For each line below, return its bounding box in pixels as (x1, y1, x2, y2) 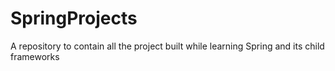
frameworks (10, 50, 60, 62)
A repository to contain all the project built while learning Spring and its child (10, 40, 325, 52)
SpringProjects (10, 7, 138, 30)
